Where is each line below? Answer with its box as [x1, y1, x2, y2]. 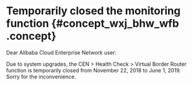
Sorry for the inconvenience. [6, 73, 76, 80]
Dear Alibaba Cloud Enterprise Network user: [6, 49, 117, 56]
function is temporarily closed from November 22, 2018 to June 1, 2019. [6, 66, 181, 74]
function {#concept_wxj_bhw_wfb [6, 17, 179, 30]
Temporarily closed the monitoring [6, 4, 181, 18]
